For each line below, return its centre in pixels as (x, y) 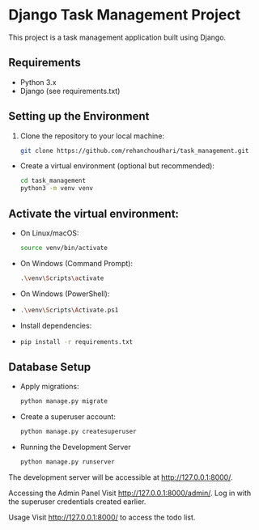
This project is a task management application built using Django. (117, 37)
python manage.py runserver (67, 462)
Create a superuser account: (68, 417)
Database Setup (50, 367)
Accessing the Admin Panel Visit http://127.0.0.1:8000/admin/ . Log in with (130, 493)
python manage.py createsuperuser (78, 432)
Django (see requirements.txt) (70, 91)
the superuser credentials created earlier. (77, 501)
